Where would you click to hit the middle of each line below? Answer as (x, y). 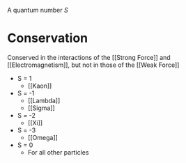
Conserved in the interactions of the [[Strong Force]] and (89, 57)
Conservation (48, 38)
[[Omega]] (42, 137)
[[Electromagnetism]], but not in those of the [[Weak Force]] (93, 65)
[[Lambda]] (44, 100)
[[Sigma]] (41, 108)
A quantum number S (38, 10)
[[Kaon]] (40, 86)
